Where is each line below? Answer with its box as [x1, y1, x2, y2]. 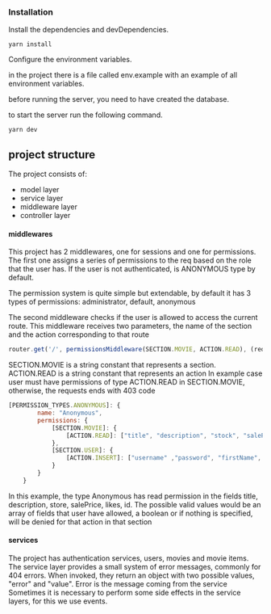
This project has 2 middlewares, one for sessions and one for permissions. [8, 247, 256, 257]
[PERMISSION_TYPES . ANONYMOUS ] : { [8, 402, 121, 410]
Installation [8, 6, 54, 18]
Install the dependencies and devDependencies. [8, 25, 169, 35]
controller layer [19, 211, 71, 221]
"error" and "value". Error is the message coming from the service [8, 579, 227, 589]
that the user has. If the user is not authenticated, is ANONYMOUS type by [8, 264, 256, 274]
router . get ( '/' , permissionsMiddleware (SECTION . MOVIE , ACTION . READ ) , [8, 346, 248, 354]
